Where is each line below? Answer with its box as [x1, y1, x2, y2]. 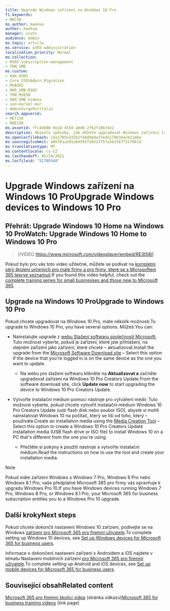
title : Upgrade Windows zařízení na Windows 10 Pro [5, 7, 116, 13]
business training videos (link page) [5, 600, 80, 606]
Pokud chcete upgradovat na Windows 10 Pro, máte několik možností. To [5, 318, 156, 325]
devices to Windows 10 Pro [5, 201, 121, 213]
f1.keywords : [5, 12, 33, 17]
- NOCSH [5, 17, 22, 22]
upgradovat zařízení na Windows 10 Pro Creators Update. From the [20, 376, 158, 382]
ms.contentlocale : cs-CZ [5, 149, 58, 154]
